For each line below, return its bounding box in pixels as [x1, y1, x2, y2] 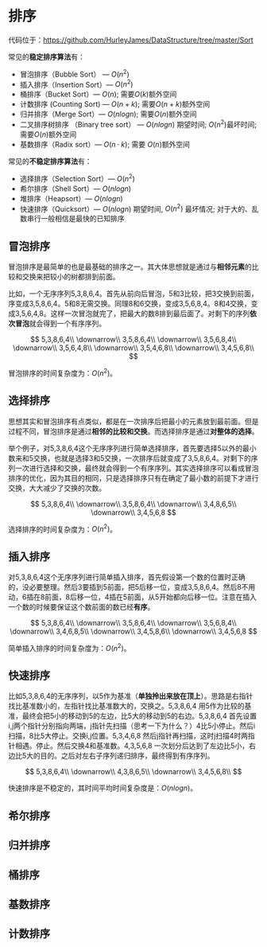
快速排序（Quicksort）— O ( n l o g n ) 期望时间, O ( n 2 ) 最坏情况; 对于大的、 [19, 202, 252, 213]
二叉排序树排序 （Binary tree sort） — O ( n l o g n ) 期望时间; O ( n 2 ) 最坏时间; [19, 119, 257, 129]
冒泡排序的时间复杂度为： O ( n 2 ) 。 [8, 367, 118, 378]
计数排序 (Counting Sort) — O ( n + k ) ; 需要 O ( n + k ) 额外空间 [19, 99, 211, 109]
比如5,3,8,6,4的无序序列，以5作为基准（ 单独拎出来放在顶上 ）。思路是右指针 [8, 692, 253, 701]
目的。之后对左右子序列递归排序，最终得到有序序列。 [40, 751, 215, 761]
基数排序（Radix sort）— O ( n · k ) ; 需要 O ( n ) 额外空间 [19, 139, 191, 149]
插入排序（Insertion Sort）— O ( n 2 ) [19, 78, 133, 89]
